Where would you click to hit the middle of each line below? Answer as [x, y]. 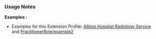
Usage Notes [20, 7]
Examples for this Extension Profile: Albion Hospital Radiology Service [81, 26]
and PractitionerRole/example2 [42, 32]
